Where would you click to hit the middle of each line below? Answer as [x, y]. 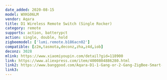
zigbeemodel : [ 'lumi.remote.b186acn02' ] [48, 42]
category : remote [23, 28]
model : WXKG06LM [22, 14]
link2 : [12, 65]
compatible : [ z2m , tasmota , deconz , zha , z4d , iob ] [54, 47]
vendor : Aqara [20, 19]
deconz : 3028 [19, 51]
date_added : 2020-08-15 [30, 10]
